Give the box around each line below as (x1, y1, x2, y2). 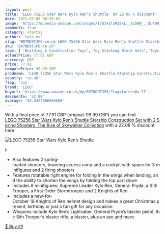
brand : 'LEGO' (5, 84, 34, 90)
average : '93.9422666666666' (5, 99, 65, 104)
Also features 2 (12, 156, 43, 162)
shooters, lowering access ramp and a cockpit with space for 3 (27, 162, 155, 168)
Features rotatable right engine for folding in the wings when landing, (12, 172, 152, 178)
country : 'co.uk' (5, 76, 41, 80)
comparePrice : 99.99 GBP (5, 67, 56, 72)
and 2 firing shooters (32, 167, 75, 173)
